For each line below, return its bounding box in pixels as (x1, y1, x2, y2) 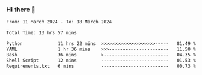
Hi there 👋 (6, 5, 36, 14)
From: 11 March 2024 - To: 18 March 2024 (6, 19, 112, 25)
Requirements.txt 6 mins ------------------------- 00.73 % (6, 63, 197, 69)
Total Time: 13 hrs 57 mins (6, 30, 77, 36)
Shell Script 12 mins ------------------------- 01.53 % (6, 57, 197, 64)
